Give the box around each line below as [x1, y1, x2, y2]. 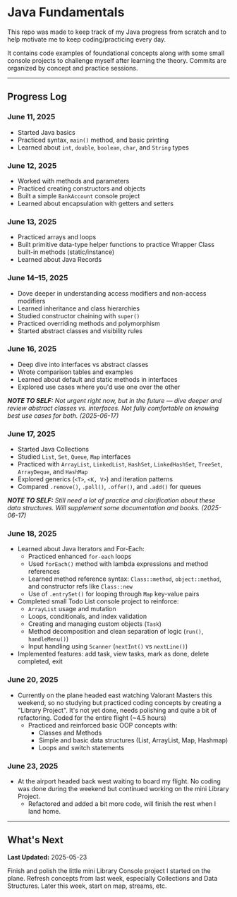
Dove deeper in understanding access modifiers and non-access [17, 289, 207, 297]
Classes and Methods [38, 728, 102, 737]
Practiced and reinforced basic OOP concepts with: [28, 721, 178, 729]
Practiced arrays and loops [17, 233, 97, 241]
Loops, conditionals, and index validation [28, 612, 147, 621]
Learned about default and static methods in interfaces [17, 375, 178, 383]
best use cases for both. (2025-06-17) [7, 411, 119, 420]
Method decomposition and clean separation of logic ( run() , [28, 627, 204, 636]
